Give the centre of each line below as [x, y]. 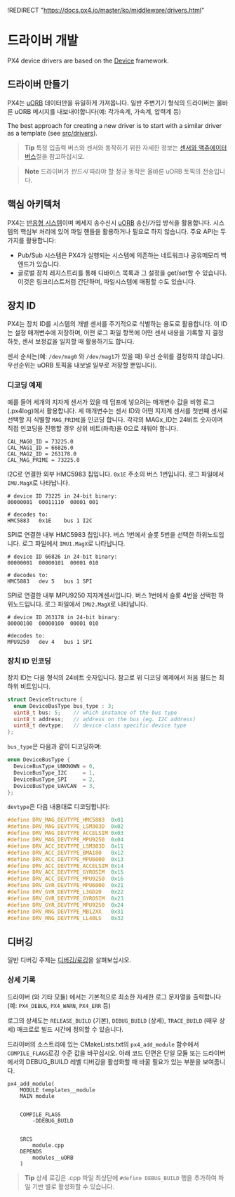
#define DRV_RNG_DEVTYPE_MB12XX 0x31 [66, 912]
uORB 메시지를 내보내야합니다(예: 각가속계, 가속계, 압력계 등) [98, 111]
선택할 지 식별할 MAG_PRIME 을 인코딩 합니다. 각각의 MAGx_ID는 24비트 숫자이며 [115, 419]
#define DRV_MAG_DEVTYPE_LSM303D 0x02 [66, 827]
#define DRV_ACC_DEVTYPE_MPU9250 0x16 [66, 879]
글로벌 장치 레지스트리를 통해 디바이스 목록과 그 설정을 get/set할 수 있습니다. [122, 273]
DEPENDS [31, 1151]
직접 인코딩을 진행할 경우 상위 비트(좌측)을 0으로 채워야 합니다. [93, 428]
